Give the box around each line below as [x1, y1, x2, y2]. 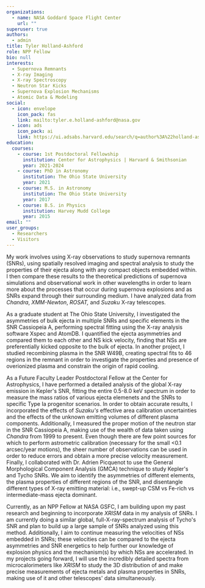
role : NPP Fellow [6, 49, 51, 55]
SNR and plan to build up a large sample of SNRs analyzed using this [6, 522, 179, 529]
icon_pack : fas [17, 111, 56, 117]
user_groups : [6, 225, 40, 231]
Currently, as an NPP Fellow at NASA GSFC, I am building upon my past [6, 502, 186, 510]
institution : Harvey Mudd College [22, 208, 111, 214]
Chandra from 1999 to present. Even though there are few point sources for [6, 432, 196, 440]
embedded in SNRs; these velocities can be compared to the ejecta [6, 535, 176, 543]
